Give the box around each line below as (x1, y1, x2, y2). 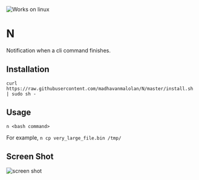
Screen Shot (6, 151, 54, 161)
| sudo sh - (6, 91, 36, 97)
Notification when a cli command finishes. (6, 47, 111, 54)
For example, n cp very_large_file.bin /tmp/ (6, 133, 122, 141)
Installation (6, 64, 50, 75)
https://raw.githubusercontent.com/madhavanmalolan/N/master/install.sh (6, 85, 194, 92)
